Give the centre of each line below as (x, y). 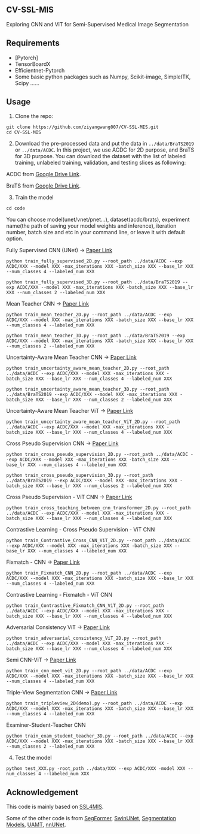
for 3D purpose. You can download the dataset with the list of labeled (100, 156)
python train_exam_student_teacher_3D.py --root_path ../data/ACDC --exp (100, 736)
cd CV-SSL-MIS (24, 132)
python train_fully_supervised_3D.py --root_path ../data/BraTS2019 (93, 282)
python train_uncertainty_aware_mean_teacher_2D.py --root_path (88, 368)
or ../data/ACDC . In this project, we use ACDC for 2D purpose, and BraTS (104, 150)
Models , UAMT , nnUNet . (36, 825)
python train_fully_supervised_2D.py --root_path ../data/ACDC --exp (95, 261)
